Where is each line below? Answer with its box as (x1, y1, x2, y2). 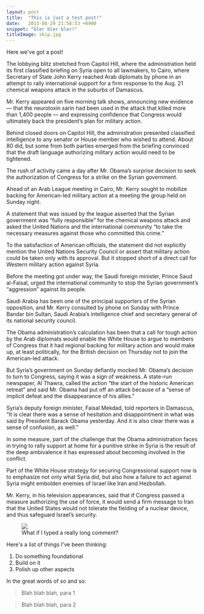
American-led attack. (6, 355, 60, 362)
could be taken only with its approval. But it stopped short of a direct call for (6, 255, 197, 262)
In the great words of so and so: (6, 577, 86, 585)
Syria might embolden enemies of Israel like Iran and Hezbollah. (6, 480, 166, 487)
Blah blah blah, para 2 (21, 601, 76, 609)
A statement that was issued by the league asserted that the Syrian (6, 210, 175, 217)
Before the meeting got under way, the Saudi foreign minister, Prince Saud (6, 273, 193, 280)
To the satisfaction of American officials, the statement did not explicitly (6, 242, 186, 249)
